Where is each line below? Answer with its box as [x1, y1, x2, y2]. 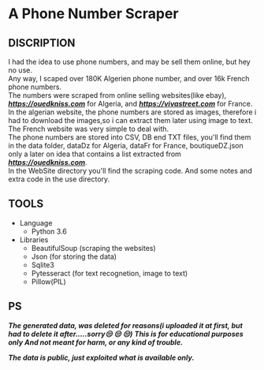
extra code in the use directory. [8, 174, 110, 184]
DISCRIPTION [8, 36, 76, 50]
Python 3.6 [31, 226, 67, 236]
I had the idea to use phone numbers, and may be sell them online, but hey [8, 57, 251, 66]
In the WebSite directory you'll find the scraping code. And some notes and [8, 166, 252, 175]
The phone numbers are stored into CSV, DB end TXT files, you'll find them [8, 133, 251, 142]
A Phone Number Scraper [8, 5, 179, 23]
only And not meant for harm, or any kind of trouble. [8, 337, 184, 347]
